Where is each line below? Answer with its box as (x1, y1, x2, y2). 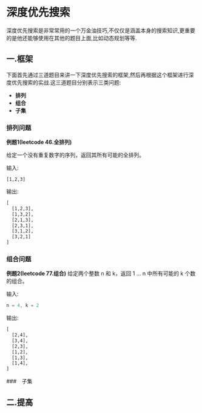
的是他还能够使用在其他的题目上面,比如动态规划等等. (6, 34, 138, 41)
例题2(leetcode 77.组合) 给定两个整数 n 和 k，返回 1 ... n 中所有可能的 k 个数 (6, 270, 196, 277)
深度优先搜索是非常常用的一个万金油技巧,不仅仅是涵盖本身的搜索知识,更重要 (6, 27, 196, 34)
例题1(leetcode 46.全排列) (6, 138, 72, 146)
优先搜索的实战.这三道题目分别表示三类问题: (11, 78, 121, 86)
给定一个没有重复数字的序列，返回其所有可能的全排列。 (6, 151, 144, 159)
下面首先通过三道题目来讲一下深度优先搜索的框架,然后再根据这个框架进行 (6, 71, 189, 78)
